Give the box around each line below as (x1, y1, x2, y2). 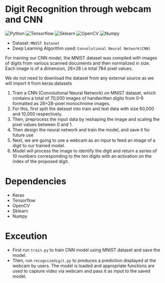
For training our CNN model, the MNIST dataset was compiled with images (5, 55, 158, 60)
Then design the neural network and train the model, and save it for (12, 126, 150, 132)
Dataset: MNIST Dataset (12, 40, 60, 46)
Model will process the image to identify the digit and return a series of (12, 148, 157, 154)
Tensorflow (12, 197, 36, 203)
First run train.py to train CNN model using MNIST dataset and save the (12, 247, 160, 253)
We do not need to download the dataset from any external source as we (5, 75, 154, 81)
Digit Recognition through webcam (5, 3, 152, 15)
